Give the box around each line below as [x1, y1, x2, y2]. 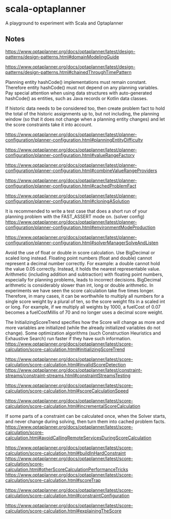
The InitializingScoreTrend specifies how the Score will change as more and [5, 319, 165, 325]
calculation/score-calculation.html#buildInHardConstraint [5, 450, 126, 456]
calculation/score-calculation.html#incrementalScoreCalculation [5, 403, 140, 409]
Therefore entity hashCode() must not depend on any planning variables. [5, 84, 159, 90]
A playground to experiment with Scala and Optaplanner [5, 20, 124, 26]
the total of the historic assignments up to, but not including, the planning [5, 110, 159, 116]
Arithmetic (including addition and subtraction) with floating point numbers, [5, 271, 163, 277]
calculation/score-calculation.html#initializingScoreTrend [5, 346, 125, 352]
